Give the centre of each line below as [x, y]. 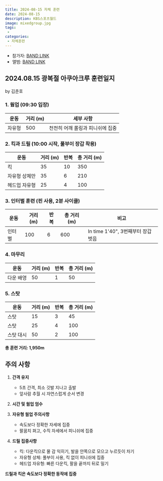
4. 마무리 [15, 255]
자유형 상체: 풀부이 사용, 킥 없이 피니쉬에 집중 [62, 457]
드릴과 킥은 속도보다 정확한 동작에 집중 [41, 474]
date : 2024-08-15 [23, 14]
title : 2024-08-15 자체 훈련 [32, 9]
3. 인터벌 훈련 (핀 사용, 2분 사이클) [42, 201]
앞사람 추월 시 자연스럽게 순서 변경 [52, 394]
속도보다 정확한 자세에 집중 [45, 424]
